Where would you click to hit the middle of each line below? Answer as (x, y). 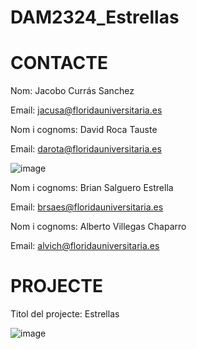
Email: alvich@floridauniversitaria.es (85, 246)
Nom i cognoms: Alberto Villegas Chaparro (98, 227)
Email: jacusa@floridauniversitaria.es (86, 110)
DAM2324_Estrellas (95, 17)
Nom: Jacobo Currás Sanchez (72, 91)
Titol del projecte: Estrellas (65, 314)
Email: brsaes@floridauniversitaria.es (87, 207)
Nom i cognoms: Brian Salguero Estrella (92, 188)
